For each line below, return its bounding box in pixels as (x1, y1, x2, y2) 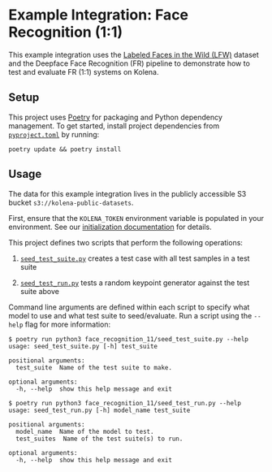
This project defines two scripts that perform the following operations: (8, 237, 244, 247)
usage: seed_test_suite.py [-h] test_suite (8, 342, 158, 350)
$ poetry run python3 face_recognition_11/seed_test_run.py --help (8, 399, 242, 407)
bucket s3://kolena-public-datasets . (8, 197, 134, 207)
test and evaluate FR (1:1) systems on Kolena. (8, 67, 159, 76)
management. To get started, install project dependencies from (8, 120, 220, 131)
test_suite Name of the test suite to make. (15, 363, 173, 371)
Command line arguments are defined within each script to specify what (8, 302, 250, 312)
